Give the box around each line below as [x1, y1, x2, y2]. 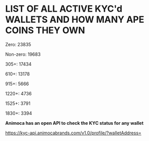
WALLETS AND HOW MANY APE [5, 14, 144, 25]
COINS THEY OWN [5, 25, 85, 36]
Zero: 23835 [5, 41, 31, 47]
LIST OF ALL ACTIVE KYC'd [5, 3, 123, 15]
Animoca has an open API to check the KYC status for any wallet [5, 120, 144, 126]
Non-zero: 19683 [5, 51, 41, 57]
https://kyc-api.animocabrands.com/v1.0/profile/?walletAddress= [5, 130, 142, 136]
